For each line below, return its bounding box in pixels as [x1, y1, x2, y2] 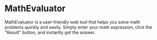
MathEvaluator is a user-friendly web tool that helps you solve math [4, 19, 140, 25]
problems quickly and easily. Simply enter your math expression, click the [4, 24, 152, 30]
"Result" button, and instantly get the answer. [4, 29, 96, 35]
